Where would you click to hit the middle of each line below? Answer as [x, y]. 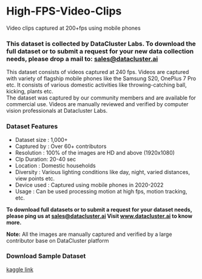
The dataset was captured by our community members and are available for [101, 98]
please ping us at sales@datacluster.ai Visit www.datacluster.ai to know [99, 216]
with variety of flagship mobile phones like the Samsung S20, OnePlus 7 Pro [101, 79]
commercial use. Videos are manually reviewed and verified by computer [98, 104]
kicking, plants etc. [30, 92]
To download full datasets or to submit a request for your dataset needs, [99, 209]
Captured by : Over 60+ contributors [61, 146]
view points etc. [35, 178]
